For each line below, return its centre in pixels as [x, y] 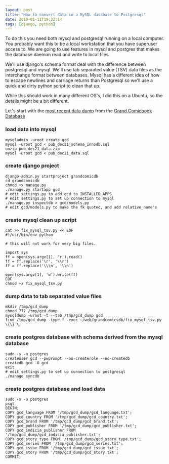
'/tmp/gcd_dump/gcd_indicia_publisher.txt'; [53, 435]
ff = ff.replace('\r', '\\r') [37, 262]
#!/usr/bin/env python [29, 235]
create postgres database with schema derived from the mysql [84, 337]
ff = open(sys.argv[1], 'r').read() [44, 257]
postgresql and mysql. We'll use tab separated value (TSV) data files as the [83, 70]
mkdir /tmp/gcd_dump [27, 307]
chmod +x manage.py [26, 185]
